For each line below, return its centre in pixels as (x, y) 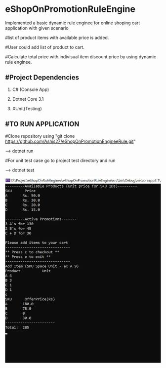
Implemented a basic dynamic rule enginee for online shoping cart (73, 23)
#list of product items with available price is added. (57, 38)
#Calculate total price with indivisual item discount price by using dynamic (81, 57)
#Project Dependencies (42, 78)
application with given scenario (37, 28)
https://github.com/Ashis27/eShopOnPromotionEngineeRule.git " (70, 141)
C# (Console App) (31, 89)
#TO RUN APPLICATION (42, 124)
